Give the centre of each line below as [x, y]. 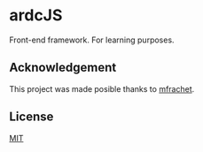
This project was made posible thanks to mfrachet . [102, 88]
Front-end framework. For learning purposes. [92, 40]
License [31, 117]
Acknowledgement [63, 68]
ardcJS [36, 15]
